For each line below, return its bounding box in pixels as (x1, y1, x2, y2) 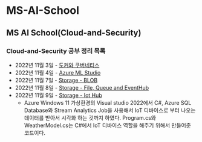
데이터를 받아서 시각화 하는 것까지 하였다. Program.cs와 (24, 114, 156, 121)
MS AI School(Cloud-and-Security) (6, 28, 142, 38)
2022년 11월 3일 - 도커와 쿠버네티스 (15, 61, 100, 69)
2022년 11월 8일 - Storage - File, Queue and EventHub (15, 84, 149, 91)
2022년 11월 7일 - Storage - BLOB (15, 76, 98, 84)
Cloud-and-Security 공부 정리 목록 (6, 46, 106, 55)
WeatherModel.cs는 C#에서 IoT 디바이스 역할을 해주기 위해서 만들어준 (24, 122, 192, 129)
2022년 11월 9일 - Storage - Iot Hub (15, 91, 103, 99)
